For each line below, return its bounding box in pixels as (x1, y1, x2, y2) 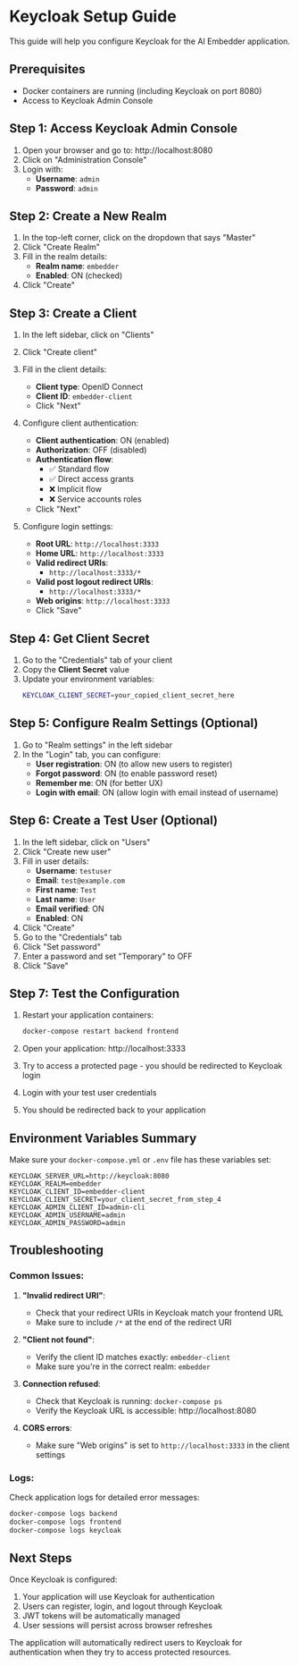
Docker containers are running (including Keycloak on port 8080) (21, 85, 262, 96)
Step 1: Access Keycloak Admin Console (9, 121, 238, 136)
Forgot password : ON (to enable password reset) (35, 767, 218, 779)
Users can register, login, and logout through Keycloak (21, 1601, 223, 1611)
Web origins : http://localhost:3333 (35, 596, 170, 606)
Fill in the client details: (21, 364, 107, 375)
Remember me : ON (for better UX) (35, 777, 163, 788)
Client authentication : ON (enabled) (35, 436, 170, 446)
